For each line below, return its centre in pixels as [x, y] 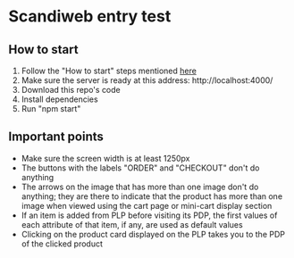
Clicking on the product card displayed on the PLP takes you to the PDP [153, 234]
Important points [56, 137]
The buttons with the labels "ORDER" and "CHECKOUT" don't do [140, 168]
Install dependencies [60, 99]
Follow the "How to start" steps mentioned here [109, 71]
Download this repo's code [71, 90]
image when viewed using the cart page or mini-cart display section [147, 205]
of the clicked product [62, 244]
